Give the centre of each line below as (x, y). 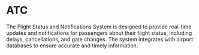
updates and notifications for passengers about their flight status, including (99, 33)
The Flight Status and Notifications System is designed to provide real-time (99, 27)
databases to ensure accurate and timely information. (72, 46)
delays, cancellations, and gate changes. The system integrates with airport (100, 39)
